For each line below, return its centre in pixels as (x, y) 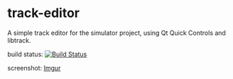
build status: (26, 54)
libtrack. (19, 40)
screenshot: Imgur (34, 68)
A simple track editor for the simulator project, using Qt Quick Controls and (116, 33)
